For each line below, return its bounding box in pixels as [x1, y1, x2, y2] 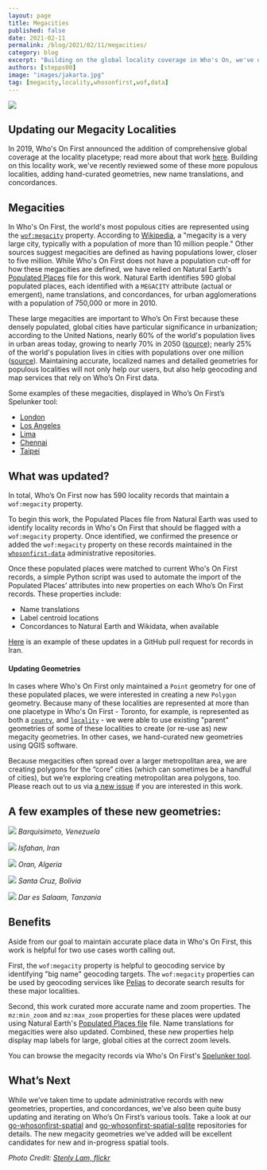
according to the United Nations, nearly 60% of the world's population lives [8, 331, 256, 340]
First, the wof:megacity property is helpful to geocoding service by [8, 960, 226, 970]
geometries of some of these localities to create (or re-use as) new [8, 724, 228, 733]
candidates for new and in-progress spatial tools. [8, 1137, 169, 1147]
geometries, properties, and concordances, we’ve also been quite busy [8, 1103, 242, 1113]
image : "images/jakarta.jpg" [8, 71, 105, 79]
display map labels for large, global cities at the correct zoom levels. [8, 1035, 231, 1045]
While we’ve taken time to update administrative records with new [8, 1095, 224, 1105]
